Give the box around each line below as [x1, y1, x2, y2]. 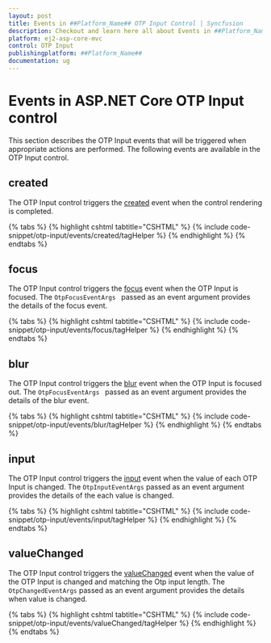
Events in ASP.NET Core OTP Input [8, 92, 244, 110]
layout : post [8, 11, 52, 20]
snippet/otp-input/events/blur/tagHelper [8, 420, 143, 430]
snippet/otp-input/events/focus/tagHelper [8, 325, 148, 335]
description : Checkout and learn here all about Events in [8, 27, 211, 35]
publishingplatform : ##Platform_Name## [8, 49, 143, 57]
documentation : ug [8, 57, 70, 65]
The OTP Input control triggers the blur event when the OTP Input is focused [8, 379, 262, 389]
